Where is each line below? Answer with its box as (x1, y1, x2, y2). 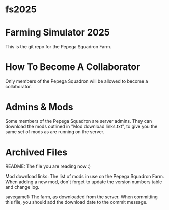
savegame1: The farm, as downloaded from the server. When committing (5, 194, 158, 200)
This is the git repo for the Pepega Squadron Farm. (5, 44, 112, 50)
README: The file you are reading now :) (5, 163, 91, 169)
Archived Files (5, 147, 68, 158)
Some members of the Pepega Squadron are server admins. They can (5, 118, 152, 124)
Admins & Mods (5, 101, 73, 113)
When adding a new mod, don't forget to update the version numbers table (5, 179, 162, 185)
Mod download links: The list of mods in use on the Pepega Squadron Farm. (5, 173, 164, 179)
